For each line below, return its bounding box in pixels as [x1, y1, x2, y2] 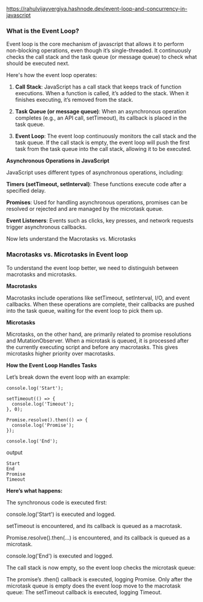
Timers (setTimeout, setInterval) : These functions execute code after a [6, 181, 187, 188]
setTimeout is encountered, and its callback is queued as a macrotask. [6, 522, 182, 529]
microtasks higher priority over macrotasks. [6, 350, 115, 357]
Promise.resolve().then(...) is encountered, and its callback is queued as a [6, 533, 190, 541]
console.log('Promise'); [12, 422, 75, 428]
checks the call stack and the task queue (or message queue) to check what [6, 53, 197, 61]
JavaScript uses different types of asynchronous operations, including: [6, 169, 184, 176]
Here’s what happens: [6, 487, 62, 494]
